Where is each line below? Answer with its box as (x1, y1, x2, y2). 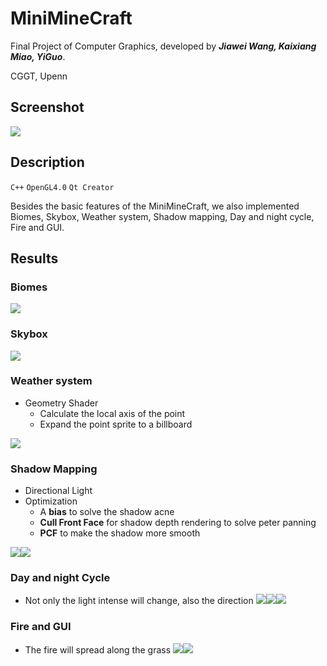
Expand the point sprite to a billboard (39, 418, 193, 430)
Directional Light (24, 485, 93, 497)
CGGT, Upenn (10, 70, 68, 82)
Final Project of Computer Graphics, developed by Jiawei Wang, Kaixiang (10, 40, 317, 52)
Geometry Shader (24, 397, 99, 409)
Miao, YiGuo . (10, 50, 66, 62)
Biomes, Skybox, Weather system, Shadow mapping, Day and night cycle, (10, 210, 315, 222)
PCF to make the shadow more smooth (39, 527, 201, 539)
